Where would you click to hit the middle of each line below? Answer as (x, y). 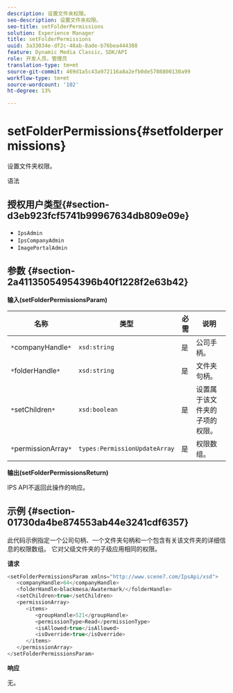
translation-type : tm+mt (43, 65)
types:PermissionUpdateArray (127, 448)
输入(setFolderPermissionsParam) (57, 299)
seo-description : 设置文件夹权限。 (54, 20)
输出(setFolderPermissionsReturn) (58, 473)
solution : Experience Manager (51, 33)
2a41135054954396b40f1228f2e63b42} (98, 282)
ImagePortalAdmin (42, 248)
